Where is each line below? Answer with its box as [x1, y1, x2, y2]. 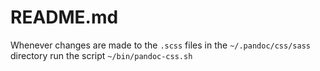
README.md [10, 6, 119, 29]
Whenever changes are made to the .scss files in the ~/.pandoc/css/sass [10, 39, 311, 51]
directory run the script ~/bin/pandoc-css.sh [10, 49, 193, 61]
